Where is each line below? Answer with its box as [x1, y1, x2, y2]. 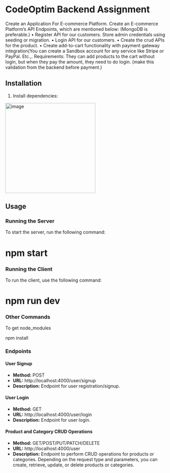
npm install [5, 335, 29, 341]
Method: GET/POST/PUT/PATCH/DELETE [12, 440, 100, 446]
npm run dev [5, 295, 60, 307]
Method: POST [12, 372, 45, 378]
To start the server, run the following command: [5, 229, 106, 235]
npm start [5, 247, 48, 259]
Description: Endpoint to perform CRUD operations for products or [12, 450, 155, 457]
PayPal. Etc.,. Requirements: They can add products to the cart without [5, 53, 155, 60]
